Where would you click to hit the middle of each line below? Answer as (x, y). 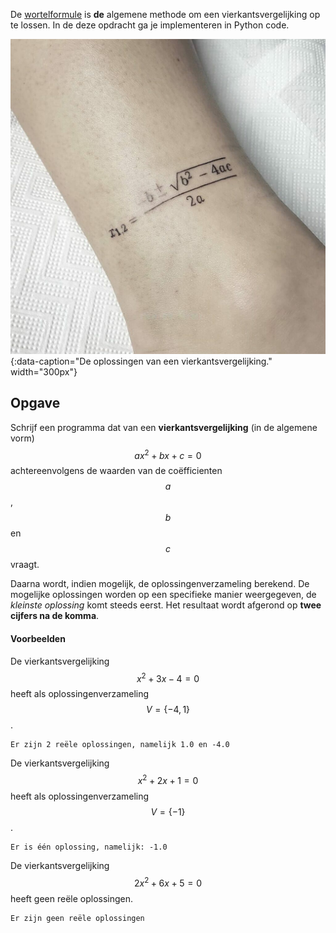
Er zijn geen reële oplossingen (77, 918)
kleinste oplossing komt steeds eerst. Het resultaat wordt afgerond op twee (166, 605)
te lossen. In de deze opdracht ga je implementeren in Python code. (150, 25)
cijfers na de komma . (55, 616)
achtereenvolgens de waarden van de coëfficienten (116, 471)
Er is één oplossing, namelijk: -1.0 (89, 847)
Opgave (35, 403)
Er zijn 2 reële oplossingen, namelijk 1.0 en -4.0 (120, 745)
